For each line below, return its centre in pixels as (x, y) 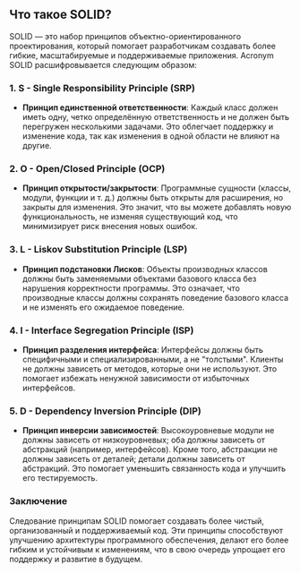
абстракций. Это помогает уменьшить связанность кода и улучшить (154, 468)
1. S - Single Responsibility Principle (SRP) (102, 88)
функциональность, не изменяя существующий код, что (130, 217)
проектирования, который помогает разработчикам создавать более (142, 46)
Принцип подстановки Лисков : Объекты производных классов (145, 269)
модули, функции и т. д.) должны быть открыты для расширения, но (153, 198)
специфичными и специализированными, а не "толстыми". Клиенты (153, 359)
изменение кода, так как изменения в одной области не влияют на (151, 136)
